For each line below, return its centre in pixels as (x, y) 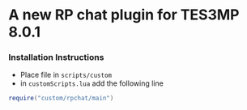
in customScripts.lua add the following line (92, 83)
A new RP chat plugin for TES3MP (124, 15)
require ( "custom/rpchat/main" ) (61, 99)
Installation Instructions (56, 57)
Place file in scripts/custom (66, 75)
